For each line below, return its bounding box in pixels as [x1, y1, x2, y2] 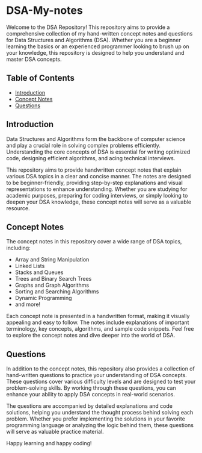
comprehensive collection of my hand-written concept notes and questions [6, 30, 193, 37]
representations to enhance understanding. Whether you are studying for [6, 185, 188, 193]
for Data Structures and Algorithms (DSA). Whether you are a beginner [6, 36, 182, 43]
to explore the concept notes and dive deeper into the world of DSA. [6, 332, 176, 339]
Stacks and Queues [14, 269, 64, 276]
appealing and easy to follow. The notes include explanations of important [6, 319, 189, 326]
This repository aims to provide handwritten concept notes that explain [6, 166, 182, 173]
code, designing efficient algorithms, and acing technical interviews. [6, 154, 176, 161]
